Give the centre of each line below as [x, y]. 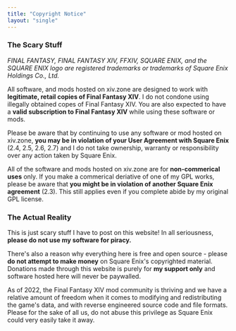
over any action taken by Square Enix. [62, 155]
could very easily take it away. [51, 320]
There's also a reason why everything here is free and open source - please [117, 254]
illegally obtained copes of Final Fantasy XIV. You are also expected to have [117, 104]
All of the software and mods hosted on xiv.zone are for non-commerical [114, 169]
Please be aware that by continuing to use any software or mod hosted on [114, 133]
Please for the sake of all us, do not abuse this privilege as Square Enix [110, 313]
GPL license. [26, 199]
